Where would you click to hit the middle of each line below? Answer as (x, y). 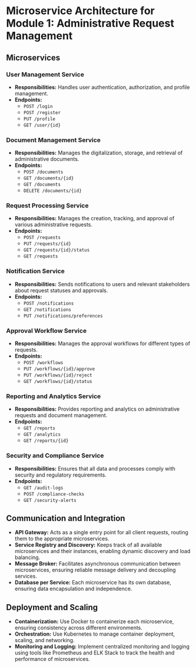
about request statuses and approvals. (61, 290)
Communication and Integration (66, 519)
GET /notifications (47, 310)
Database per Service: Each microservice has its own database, (93, 583)
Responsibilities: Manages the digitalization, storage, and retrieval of (99, 153)
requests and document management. (61, 415)
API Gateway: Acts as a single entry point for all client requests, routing (101, 533)
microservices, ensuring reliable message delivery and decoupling (95, 570)
